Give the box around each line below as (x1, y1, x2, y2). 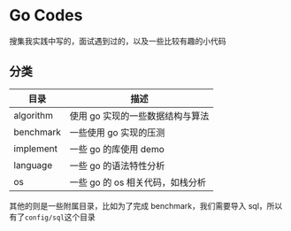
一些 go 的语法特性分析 (69, 159, 165, 172)
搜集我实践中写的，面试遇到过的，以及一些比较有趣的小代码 (9, 35, 226, 46)
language (13, 158, 53, 171)
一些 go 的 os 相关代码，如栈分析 (69, 176, 206, 189)
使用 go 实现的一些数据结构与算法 (69, 110, 210, 122)
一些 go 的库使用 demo (69, 142, 165, 155)
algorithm (13, 109, 54, 121)
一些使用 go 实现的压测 (69, 126, 165, 138)
